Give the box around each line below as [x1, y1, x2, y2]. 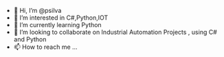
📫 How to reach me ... [13, 43, 78, 51]
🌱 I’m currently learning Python [13, 21, 102, 28]
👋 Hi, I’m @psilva [13, 7, 62, 14]
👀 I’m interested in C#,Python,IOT [13, 14, 109, 22]
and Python [13, 35, 47, 43]
